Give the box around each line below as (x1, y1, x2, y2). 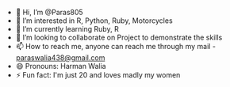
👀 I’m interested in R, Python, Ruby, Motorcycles (15, 16, 173, 25)
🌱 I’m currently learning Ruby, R (15, 25, 119, 33)
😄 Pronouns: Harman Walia (15, 62, 106, 70)
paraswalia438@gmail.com (15, 53, 105, 62)
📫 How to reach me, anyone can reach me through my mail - (15, 42, 217, 51)
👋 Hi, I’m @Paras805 (15, 8, 83, 17)
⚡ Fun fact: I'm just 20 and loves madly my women (15, 70, 181, 79)
